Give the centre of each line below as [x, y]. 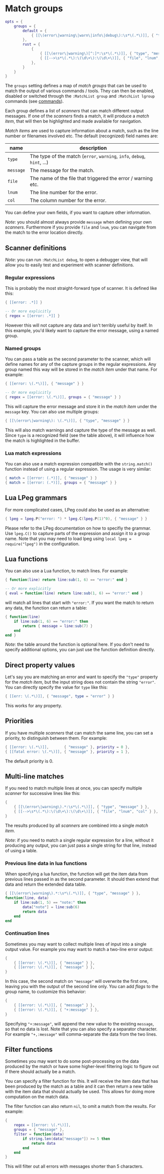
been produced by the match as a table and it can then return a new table [79, 1086]
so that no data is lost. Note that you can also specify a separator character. [81, 1029]
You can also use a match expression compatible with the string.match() [79, 464]
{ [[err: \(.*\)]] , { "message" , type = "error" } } [60, 696]
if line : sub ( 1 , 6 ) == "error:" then [51, 621]
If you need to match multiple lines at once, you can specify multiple [74, 788]
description [93, 148]
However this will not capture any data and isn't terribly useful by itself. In [79, 325]
